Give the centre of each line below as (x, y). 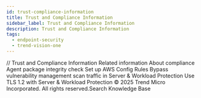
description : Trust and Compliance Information (68, 29)
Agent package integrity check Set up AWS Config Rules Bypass (87, 69)
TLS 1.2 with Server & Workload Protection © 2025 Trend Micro (86, 82)
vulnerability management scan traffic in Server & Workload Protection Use (100, 76)
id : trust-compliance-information (50, 12)
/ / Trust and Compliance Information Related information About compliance (100, 63)
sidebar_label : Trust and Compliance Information (71, 23)
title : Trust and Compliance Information (60, 18)
